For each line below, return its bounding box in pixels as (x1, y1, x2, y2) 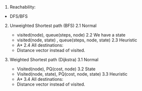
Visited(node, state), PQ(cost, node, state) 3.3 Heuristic (16, 71, 127, 77)
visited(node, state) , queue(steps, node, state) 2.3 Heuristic (16, 37, 137, 43)
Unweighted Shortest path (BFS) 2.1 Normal (9, 23, 97, 28)
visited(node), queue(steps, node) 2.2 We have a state (16, 32, 126, 38)
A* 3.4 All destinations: (16, 77, 63, 82)
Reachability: (9, 4, 36, 10)
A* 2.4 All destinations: (16, 42, 63, 48)
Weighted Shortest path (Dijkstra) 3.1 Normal (9, 57, 98, 62)
